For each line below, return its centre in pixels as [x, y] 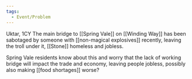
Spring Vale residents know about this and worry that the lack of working [94, 57]
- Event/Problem [31, 17]
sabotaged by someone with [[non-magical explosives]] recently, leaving [94, 40]
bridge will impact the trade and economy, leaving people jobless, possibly [96, 63]
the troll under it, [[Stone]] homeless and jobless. [65, 46]
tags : [13, 11]
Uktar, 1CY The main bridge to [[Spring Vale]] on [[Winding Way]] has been [96, 33]
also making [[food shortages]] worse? [53, 70]
